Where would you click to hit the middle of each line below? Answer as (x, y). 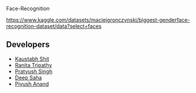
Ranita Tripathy (33, 65)
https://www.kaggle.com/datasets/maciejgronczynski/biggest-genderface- (98, 20)
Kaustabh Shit (32, 59)
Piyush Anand (32, 84)
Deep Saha (28, 77)
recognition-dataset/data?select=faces (54, 26)
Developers (28, 44)
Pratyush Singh (33, 71)
